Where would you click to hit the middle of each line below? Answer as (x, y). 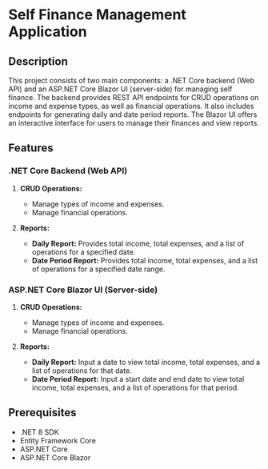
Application (48, 32)
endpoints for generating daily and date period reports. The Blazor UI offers (133, 114)
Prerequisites (42, 413)
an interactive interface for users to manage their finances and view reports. (134, 123)
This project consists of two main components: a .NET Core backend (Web (131, 80)
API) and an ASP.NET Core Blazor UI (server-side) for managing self (120, 89)
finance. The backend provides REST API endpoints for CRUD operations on (134, 97)
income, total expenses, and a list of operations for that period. (136, 387)
